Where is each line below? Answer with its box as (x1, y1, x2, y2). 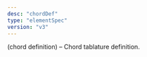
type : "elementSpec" (7, 17, 68, 24)
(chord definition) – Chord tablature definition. (7, 43, 141, 51)
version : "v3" (7, 23, 49, 30)
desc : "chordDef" (7, 10, 58, 18)
